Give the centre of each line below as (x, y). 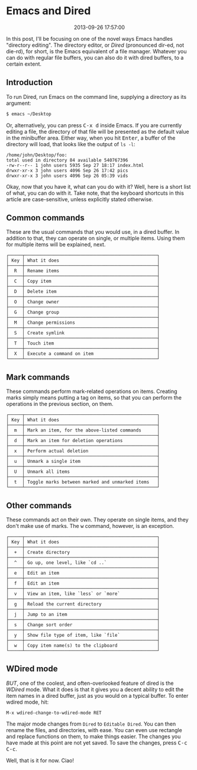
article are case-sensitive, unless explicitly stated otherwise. (80, 199)
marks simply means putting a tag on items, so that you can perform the (94, 398)
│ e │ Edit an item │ (83, 573)
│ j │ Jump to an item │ (83, 615)
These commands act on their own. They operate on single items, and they (97, 520)
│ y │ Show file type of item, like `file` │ (83, 635)
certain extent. (24, 64)
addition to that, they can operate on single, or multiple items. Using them (96, 239)
